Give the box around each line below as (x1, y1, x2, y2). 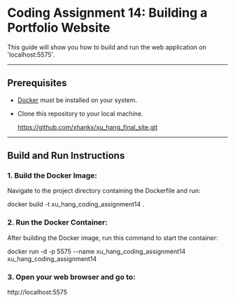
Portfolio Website (7, 20, 111, 36)
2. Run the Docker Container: (7, 218, 108, 227)
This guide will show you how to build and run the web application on (7, 43, 206, 51)
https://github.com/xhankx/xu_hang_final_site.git (17, 122, 158, 131)
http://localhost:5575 (7, 288, 68, 297)
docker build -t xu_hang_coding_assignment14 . (7, 200, 145, 209)
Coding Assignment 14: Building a (7, 5, 208, 21)
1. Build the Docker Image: (7, 171, 98, 181)
